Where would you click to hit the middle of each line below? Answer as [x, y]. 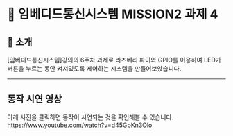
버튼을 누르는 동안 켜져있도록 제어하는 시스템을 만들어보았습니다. [94, 69]
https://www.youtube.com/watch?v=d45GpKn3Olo [80, 125]
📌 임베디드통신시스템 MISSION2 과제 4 [113, 14]
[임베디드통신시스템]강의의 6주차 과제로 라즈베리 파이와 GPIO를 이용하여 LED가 [114, 60]
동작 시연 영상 [35, 99]
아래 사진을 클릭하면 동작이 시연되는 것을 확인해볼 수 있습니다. [90, 117]
